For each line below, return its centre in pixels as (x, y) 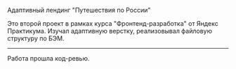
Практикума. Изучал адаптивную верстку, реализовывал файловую (110, 31)
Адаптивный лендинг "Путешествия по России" (79, 10)
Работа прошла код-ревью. (48, 58)
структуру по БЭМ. (36, 38)
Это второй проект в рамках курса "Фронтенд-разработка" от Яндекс (113, 23)
